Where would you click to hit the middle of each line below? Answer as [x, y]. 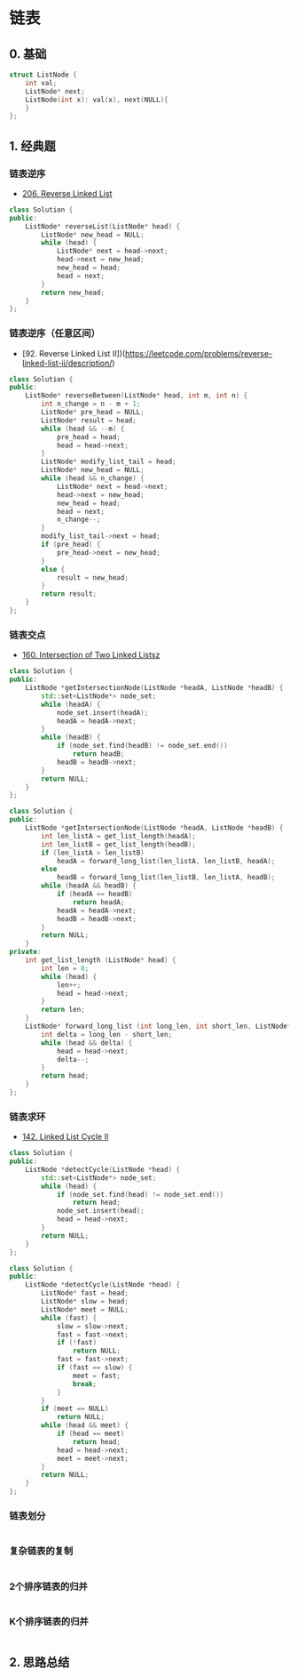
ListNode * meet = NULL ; [85, 1309]
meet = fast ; [97, 1376]
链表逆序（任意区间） [55, 333]
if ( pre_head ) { [71, 545]
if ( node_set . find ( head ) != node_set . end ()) [140, 1194]
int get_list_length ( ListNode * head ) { [101, 960]
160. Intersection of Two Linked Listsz [91, 655]
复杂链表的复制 [41, 1551]
